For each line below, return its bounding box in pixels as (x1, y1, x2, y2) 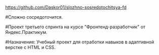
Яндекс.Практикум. (5, 29, 47, 35)
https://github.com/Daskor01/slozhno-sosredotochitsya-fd (5, 5, 127, 10)
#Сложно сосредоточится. (5, 14, 63, 20)
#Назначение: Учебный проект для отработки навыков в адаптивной (5, 39, 154, 45)
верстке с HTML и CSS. (5, 44, 56, 50)
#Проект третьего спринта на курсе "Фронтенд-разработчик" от (5, 24, 145, 30)
